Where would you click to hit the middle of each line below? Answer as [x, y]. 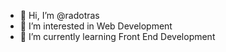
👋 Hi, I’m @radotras [59, 15]
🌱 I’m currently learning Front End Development [117, 36]
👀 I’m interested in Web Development [96, 26]
